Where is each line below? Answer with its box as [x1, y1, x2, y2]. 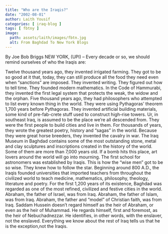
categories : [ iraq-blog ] [5, 21, 62, 27]
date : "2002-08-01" [5, 12, 46, 17]
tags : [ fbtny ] [5, 26, 39, 31]
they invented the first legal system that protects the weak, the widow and [5, 90, 158, 96]
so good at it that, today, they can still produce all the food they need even [5, 74, 159, 80]
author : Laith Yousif [5, 17, 51, 22]
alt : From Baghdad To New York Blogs [10, 40, 89, 45]
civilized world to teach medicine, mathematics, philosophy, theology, [5, 175, 149, 181]
